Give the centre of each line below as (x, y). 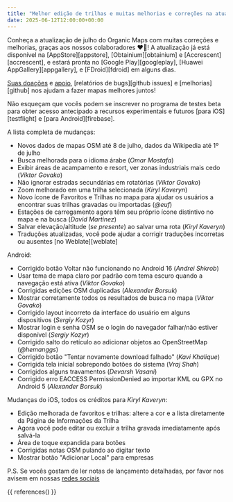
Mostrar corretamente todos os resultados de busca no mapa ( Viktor (115, 298)
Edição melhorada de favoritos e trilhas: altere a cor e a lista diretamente (121, 413)
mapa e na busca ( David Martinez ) (67, 219)
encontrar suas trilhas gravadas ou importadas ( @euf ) (95, 204)
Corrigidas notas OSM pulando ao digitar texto (84, 450)
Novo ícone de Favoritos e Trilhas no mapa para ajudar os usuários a (115, 197)
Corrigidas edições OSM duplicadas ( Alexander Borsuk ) (97, 290)
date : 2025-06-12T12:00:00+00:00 (55, 20)
